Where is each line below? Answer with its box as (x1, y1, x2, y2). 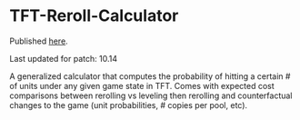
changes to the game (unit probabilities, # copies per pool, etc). (9, 99, 248, 110)
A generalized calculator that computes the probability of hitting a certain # (9, 70, 291, 82)
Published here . (9, 35, 68, 46)
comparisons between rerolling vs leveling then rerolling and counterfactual (9, 90, 293, 101)
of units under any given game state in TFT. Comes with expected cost (9, 80, 275, 91)
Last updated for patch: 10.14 (9, 53, 118, 64)
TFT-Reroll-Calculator (9, 5, 179, 26)
